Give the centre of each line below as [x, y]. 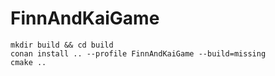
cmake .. [28, 62]
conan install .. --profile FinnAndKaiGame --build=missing [138, 53]
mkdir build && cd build [62, 45]
